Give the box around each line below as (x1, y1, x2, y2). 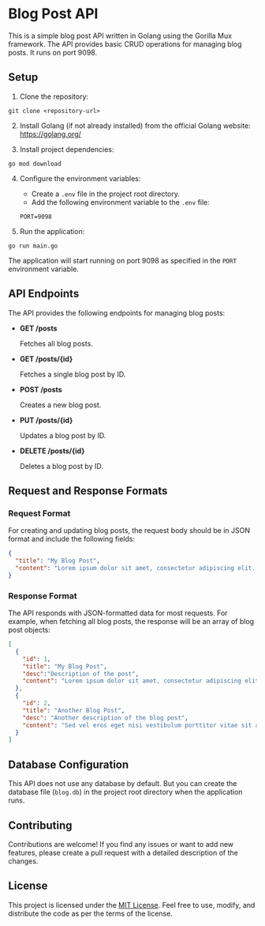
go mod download (8, 160, 62, 168)
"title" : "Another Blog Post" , (22, 706, 125, 714)
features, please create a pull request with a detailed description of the (8, 848, 238, 857)
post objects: (8, 626, 51, 635)
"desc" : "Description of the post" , (22, 670, 140, 678)
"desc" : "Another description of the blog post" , (22, 713, 189, 722)
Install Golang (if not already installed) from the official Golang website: (19, 120, 251, 130)
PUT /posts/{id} (19, 415, 73, 425)
